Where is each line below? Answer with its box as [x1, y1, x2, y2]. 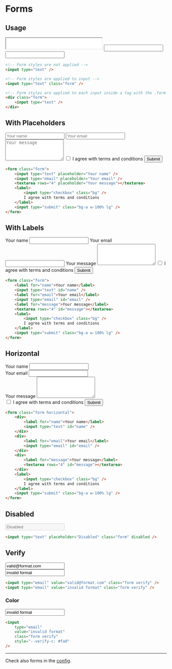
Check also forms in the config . [5, 657, 72, 663]
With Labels [5, 223, 45, 232]
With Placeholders [5, 119, 66, 127]
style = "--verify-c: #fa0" [14, 639, 70, 644]
